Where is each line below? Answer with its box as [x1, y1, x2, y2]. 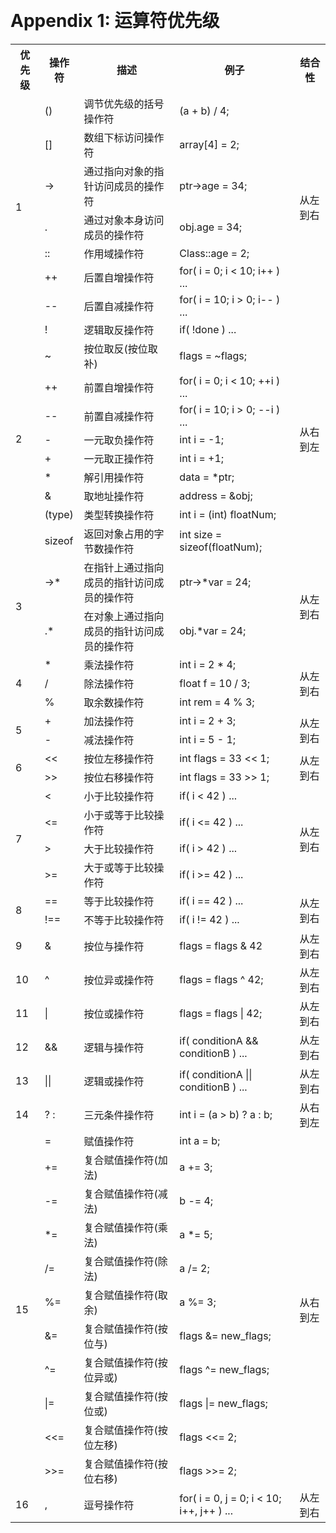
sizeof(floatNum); [179, 540, 263, 554]
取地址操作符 [83, 489, 145, 503]
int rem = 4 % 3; [179, 695, 255, 709]
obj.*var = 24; [179, 623, 247, 637]
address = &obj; [179, 488, 253, 502]
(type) [44, 507, 74, 521]
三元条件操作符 [83, 1108, 155, 1122]
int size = [179, 527, 223, 541]
